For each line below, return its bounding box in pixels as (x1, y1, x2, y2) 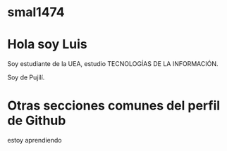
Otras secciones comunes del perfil (7, 98, 221, 114)
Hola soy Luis (7, 37, 87, 53)
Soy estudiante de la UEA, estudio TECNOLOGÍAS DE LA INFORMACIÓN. (7, 60, 219, 68)
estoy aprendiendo (7, 136, 62, 145)
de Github (7, 113, 66, 129)
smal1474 (7, 4, 65, 20)
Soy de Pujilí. (7, 73, 45, 81)
